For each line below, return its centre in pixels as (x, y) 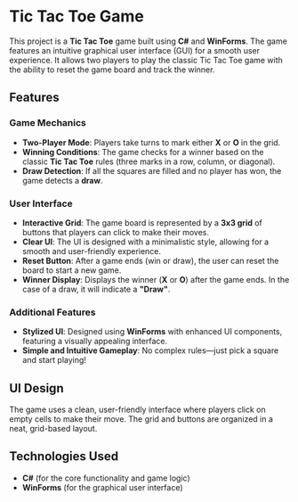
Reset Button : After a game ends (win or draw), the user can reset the (150, 260)
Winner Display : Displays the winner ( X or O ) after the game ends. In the (156, 279)
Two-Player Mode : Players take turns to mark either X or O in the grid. (151, 142)
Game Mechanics (48, 123)
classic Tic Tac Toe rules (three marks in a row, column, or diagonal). (149, 161)
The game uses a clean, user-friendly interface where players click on (137, 410)
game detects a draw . (62, 180)
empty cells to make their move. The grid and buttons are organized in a (141, 419)
